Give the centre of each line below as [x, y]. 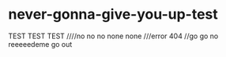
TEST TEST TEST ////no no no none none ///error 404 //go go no [113, 36]
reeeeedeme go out [40, 44]
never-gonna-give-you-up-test [113, 14]
